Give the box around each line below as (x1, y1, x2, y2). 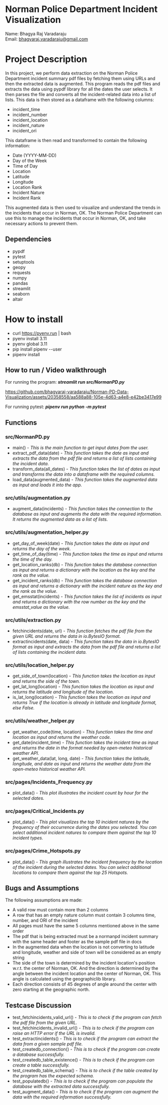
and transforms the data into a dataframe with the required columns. (12, 471, 155, 477)
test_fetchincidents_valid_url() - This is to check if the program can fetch (12, 1014, 162, 1020)
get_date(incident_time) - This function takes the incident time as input (12, 739, 158, 745)
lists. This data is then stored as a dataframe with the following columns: (5, 97, 154, 103)
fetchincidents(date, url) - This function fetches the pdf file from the (12, 628, 152, 634)
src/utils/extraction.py (5, 616, 61, 623)
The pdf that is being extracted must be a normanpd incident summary (12, 933, 158, 939)
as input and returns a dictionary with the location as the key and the (12, 567, 155, 573)
